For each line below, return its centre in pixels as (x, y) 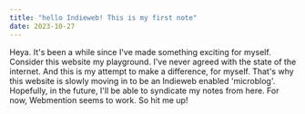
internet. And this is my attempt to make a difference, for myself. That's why (152, 71)
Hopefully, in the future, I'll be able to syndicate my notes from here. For (144, 90)
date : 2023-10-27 (42, 26)
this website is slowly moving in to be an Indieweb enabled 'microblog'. (142, 81)
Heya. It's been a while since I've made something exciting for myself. (140, 52)
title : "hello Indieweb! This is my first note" (103, 18)
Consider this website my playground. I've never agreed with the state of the (153, 62)
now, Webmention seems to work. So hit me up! (99, 100)
